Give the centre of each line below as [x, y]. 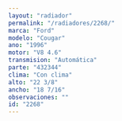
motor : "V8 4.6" [35, 53]
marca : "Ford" [32, 30]
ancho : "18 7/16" [37, 90]
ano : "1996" [28, 45]
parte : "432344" [35, 68]
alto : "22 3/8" [33, 82]
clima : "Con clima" [40, 75]
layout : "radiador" [40, 16]
